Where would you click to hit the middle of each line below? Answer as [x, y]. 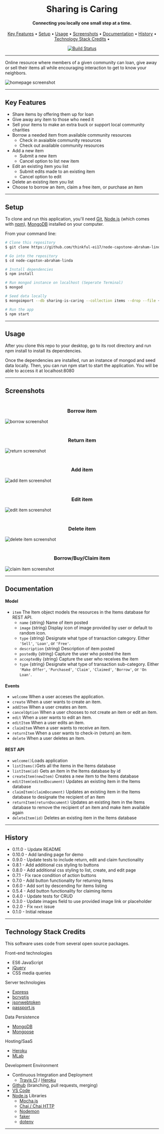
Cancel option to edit [41, 177]
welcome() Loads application [40, 760]
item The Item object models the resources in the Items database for [81, 612]
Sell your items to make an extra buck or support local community [78, 125]
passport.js [23, 1008]
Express [20, 992]
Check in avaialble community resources [60, 141]
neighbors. [16, 73]
